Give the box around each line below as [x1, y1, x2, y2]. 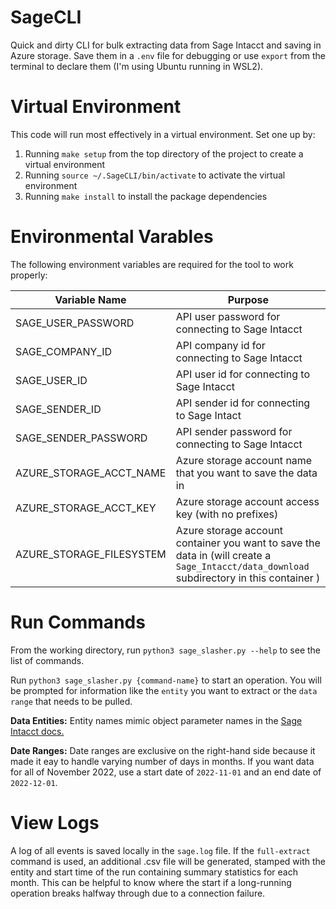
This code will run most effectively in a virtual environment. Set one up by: [10, 128, 316, 140]
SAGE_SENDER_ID [15, 402, 102, 416]
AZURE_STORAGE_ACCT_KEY [15, 501, 157, 515]
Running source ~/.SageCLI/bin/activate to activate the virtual [24, 169, 286, 181]
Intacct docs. [10, 725, 65, 737]
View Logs [10, 811, 100, 834]
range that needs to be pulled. [10, 695, 133, 707]
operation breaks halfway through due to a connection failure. [10, 887, 266, 899]
